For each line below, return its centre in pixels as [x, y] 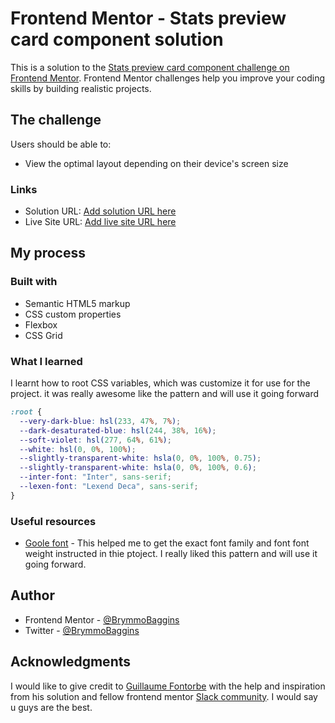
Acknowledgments [71, 662]
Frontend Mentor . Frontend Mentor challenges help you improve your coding [168, 78]
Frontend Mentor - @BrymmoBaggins [102, 619]
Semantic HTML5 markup [77, 303]
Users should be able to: [61, 144]
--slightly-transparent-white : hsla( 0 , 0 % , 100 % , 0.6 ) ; [138, 468]
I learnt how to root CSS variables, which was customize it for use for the [160, 383]
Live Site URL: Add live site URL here [100, 222]
